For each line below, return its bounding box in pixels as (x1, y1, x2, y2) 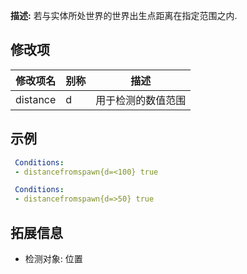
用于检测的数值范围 (95, 93, 187, 107)
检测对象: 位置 (24, 252, 83, 264)
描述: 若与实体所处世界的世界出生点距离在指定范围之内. (10, 10, 238, 21)
